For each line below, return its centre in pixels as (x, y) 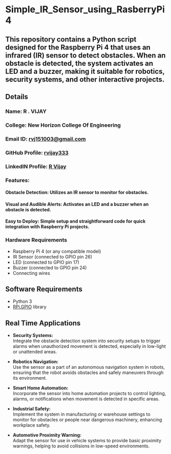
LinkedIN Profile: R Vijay (36, 166)
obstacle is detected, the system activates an (79, 63)
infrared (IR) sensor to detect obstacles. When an (85, 55)
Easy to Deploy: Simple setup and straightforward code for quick (76, 221)
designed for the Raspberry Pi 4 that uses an (78, 47)
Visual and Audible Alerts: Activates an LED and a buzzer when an (77, 204)
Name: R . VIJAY (26, 111)
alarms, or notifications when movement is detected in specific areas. (86, 399)
